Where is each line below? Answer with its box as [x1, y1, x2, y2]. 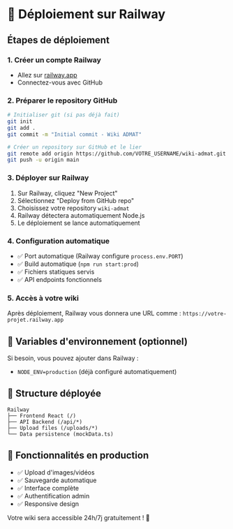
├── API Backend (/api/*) [7, 418, 82, 425]
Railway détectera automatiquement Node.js [17, 211, 145, 219]
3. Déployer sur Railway [7, 173, 89, 183]
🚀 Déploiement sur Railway [7, 6, 166, 22]
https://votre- [182, 311, 227, 318]
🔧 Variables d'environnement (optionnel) [7, 335, 188, 348]
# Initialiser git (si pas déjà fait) [7, 112, 120, 119]
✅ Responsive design [17, 499, 80, 508]
